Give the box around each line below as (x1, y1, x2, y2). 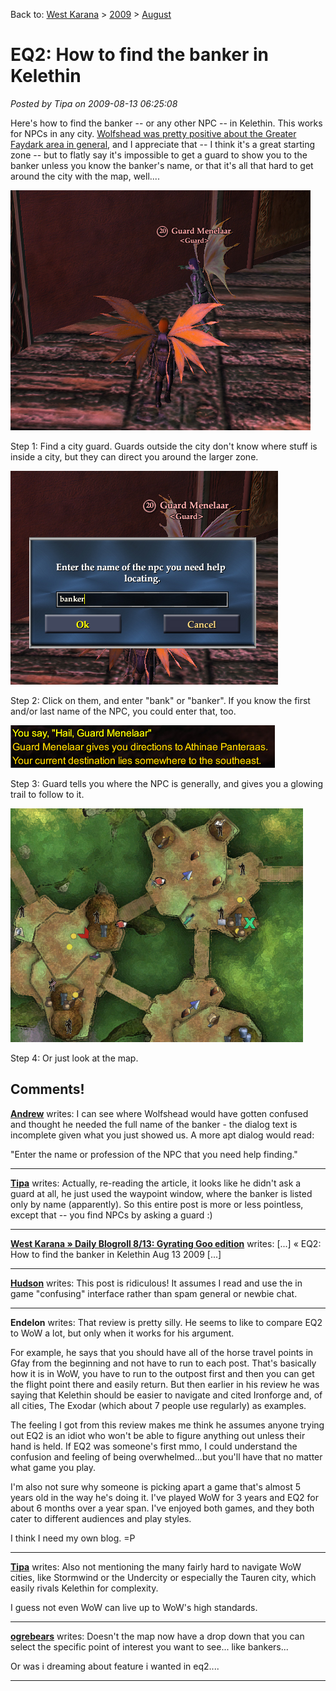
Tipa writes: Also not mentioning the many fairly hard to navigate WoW (10, 1560, 302, 1573)
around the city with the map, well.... (10, 170, 160, 182)
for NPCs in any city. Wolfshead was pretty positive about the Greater (10, 127, 297, 139)
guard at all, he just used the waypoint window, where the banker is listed (10, 1187, 313, 1199)
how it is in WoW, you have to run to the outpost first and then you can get (10, 1367, 315, 1379)
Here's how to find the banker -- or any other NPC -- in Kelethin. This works (10, 117, 323, 129)
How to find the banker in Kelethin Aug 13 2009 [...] (10, 1248, 222, 1260)
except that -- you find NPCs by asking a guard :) (10, 1209, 213, 1221)
